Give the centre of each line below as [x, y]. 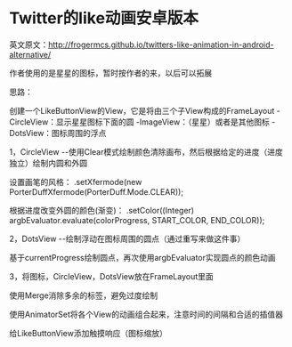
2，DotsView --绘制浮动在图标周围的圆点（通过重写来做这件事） [127, 238]
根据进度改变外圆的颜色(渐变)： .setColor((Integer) [101, 210]
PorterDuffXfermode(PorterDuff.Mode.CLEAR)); [97, 191]
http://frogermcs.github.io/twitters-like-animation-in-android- [161, 44]
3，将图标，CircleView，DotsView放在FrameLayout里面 [111, 276]
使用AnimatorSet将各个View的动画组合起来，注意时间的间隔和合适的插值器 [146, 314]
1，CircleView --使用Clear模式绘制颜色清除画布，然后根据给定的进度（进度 [146, 151]
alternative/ [30, 54]
